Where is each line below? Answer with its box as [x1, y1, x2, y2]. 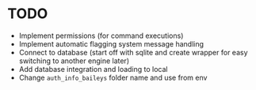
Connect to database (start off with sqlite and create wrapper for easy [18, 47, 248, 57]
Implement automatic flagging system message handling [18, 39, 204, 48]
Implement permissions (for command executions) [18, 31, 184, 40]
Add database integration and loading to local [18, 64, 168, 73]
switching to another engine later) [18, 56, 130, 66]
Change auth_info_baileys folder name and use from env [18, 73, 208, 82]
